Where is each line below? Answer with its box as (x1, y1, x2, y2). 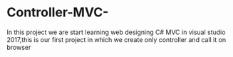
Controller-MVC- (6, 4, 109, 21)
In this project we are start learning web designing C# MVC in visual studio (6, 28, 226, 36)
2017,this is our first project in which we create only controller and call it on (6, 35, 226, 43)
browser (6, 43, 31, 51)
